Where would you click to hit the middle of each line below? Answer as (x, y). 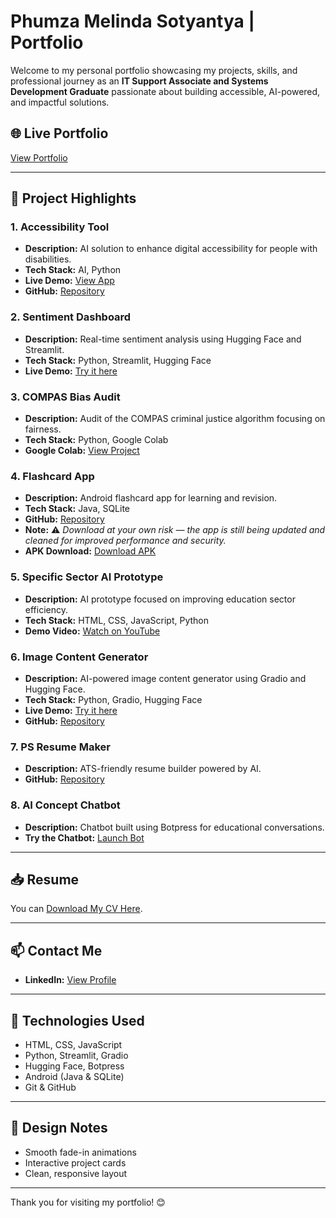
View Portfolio (39, 157)
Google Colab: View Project (82, 451)
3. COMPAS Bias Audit (65, 397)
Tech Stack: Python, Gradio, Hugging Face (113, 699)
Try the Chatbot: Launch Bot (84, 837)
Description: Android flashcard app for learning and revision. (151, 498)
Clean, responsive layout (76, 1173)
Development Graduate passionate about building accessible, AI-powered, (165, 91)
